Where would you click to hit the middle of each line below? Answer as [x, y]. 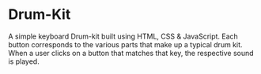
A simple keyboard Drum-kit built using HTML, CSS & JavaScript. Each [123, 36]
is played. [24, 61]
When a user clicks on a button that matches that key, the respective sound [131, 53]
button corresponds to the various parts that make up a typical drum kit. [125, 44]
